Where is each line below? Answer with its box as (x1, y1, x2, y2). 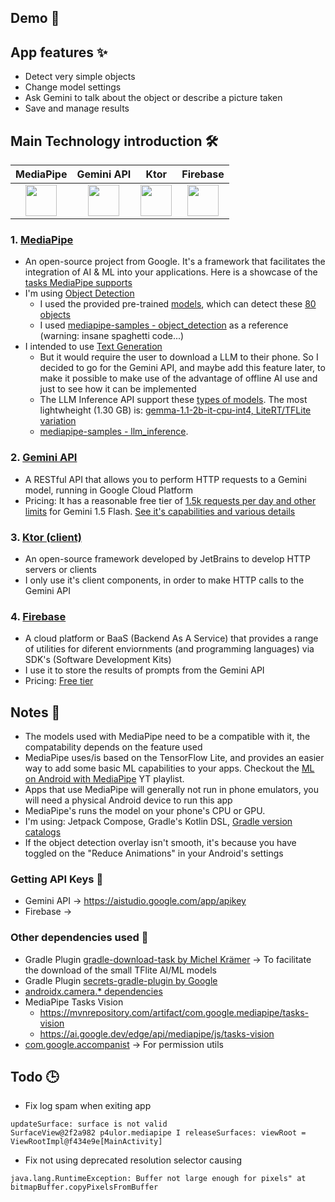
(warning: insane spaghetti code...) (39, 330, 185, 342)
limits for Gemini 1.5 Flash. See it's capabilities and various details (24, 505, 296, 517)
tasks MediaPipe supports (24, 277, 133, 289)
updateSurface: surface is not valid (10, 1119, 168, 1130)
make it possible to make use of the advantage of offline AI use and (39, 372, 318, 385)
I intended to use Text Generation (24, 341, 163, 353)
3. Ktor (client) (10, 530, 82, 544)
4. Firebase (10, 609, 67, 623)
